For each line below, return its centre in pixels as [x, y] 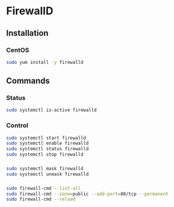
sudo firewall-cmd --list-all [44, 188]
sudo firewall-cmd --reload [41, 199]
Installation [27, 33]
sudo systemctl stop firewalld [45, 155]
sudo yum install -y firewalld [45, 62]
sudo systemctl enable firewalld [48, 143]
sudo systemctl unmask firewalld [48, 174]
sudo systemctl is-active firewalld [51, 110]
